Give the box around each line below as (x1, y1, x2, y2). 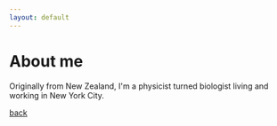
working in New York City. (9, 90, 105, 100)
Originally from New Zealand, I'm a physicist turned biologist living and (9, 81, 269, 91)
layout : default (9, 12, 69, 22)
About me (9, 51, 84, 71)
